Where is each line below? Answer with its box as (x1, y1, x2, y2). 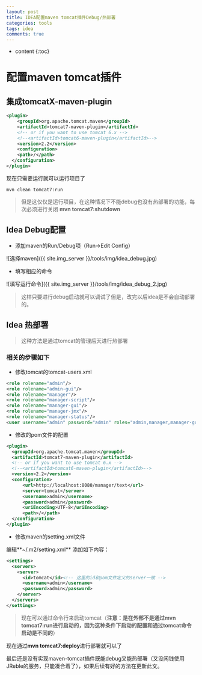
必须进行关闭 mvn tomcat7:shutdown (26, 205, 121, 212)
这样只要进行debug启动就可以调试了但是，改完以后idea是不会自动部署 (20, 293, 195, 300)
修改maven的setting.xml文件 (14, 533, 86, 540)
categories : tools (6, 20, 52, 26)
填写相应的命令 (14, 267, 52, 274)
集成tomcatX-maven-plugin (6, 96, 112, 106)
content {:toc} (14, 48, 50, 55)
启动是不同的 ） (20, 629, 58, 636)
